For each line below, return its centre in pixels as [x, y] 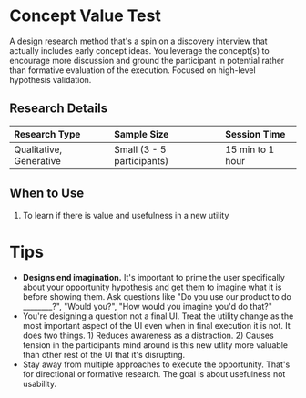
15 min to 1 [250, 149]
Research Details [58, 109]
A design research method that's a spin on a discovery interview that [138, 41]
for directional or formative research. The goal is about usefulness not [154, 373]
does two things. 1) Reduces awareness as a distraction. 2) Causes [148, 335]
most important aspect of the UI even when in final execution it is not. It [157, 325]
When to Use [47, 194]
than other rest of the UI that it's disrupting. [104, 354]
